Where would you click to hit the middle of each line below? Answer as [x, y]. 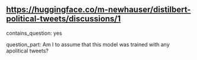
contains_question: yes [34, 33]
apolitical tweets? [28, 51]
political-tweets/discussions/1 [64, 19]
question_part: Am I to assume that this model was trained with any [88, 44]
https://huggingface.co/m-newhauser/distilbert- [98, 10]
